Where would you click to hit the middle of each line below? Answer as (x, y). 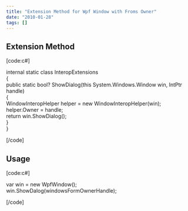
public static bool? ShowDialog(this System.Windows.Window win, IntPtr (94, 85)
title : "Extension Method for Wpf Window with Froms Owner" (82, 12)
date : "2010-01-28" (30, 17)
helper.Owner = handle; (35, 110)
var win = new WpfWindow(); (42, 184)
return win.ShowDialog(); (36, 116)
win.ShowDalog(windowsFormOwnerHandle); (61, 191)
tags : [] (17, 22)
